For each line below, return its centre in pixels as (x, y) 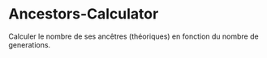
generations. (30, 44)
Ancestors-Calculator (84, 14)
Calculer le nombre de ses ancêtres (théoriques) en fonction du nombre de (133, 36)
